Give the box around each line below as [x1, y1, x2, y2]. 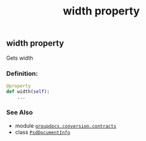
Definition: [6, 69, 38, 78]
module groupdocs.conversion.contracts [14, 122, 116, 129]
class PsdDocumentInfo [14, 128, 71, 136]
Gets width [6, 54, 33, 61]
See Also [6, 108, 33, 117]
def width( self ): [6, 89, 50, 95]
